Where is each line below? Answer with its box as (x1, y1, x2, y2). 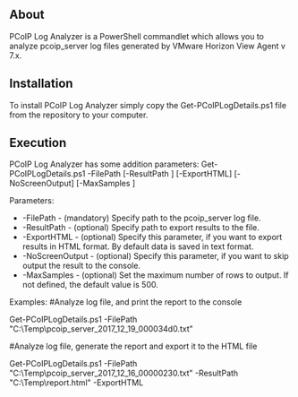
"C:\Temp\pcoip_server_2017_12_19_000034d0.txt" (9, 324, 194, 334)
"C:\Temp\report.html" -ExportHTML (9, 377, 144, 388)
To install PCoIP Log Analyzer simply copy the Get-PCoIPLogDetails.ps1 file (9, 99, 287, 110)
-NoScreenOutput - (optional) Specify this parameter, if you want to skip (21, 251, 289, 262)
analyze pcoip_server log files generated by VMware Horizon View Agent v (9, 40, 286, 51)
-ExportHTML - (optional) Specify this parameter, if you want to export (21, 232, 283, 243)
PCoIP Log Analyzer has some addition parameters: (9, 159, 200, 169)
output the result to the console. (21, 260, 141, 272)
